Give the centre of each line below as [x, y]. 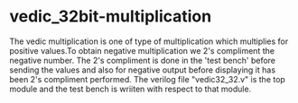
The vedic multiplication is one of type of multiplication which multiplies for [149, 41]
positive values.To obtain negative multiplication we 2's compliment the [142, 50]
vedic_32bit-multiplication [111, 17]
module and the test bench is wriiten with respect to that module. [130, 89]
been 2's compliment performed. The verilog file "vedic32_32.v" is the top [148, 79]
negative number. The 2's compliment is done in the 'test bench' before [143, 60]
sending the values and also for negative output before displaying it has [143, 70]
